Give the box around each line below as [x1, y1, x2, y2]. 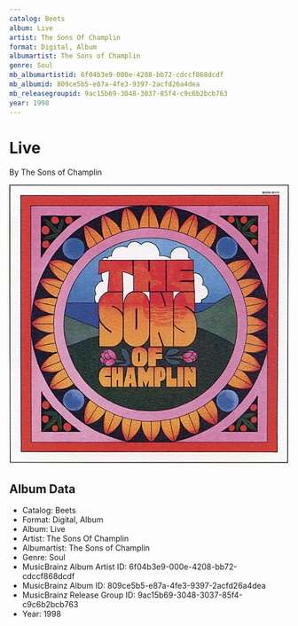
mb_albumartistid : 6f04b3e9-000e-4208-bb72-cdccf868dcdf [9, 71, 224, 80]
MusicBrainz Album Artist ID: [21, 561, 128, 572]
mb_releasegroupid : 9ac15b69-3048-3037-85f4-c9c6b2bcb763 [9, 89, 228, 98]
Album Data [9, 481, 76, 497]
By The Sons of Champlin [9, 167, 103, 177]
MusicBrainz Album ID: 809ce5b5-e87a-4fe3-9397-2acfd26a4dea [21, 581, 266, 591]
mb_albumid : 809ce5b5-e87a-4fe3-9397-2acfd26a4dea [9, 80, 200, 89]
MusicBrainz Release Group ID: [21, 590, 136, 600]
